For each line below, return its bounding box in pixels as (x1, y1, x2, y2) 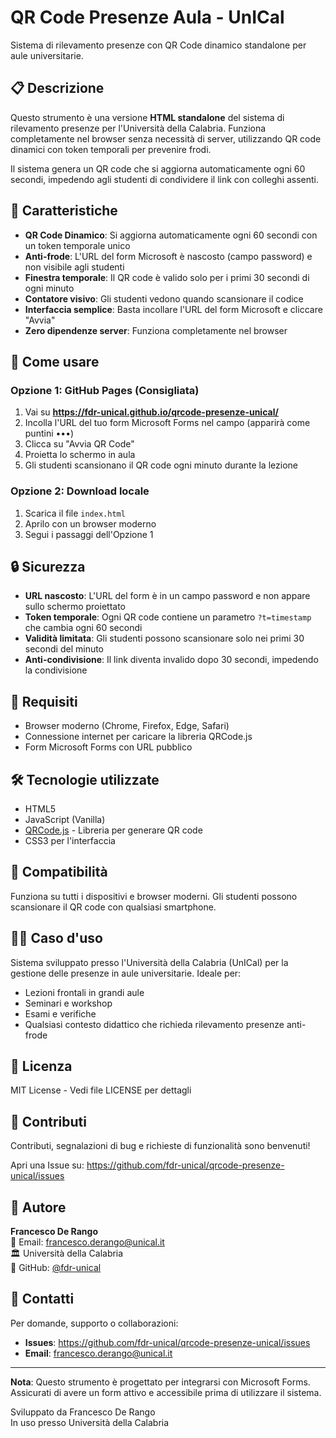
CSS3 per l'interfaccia (24, 834, 116, 846)
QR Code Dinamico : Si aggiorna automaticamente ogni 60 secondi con (24, 229, 318, 241)
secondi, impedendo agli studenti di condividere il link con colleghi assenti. (10, 173, 320, 185)
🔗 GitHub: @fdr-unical (10, 1262, 102, 1274)
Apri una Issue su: (10, 1159, 85, 1171)
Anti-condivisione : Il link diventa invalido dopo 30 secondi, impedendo (24, 654, 319, 666)
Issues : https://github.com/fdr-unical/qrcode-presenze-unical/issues (24, 1336, 311, 1348)
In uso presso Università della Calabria (10, 1416, 170, 1428)
